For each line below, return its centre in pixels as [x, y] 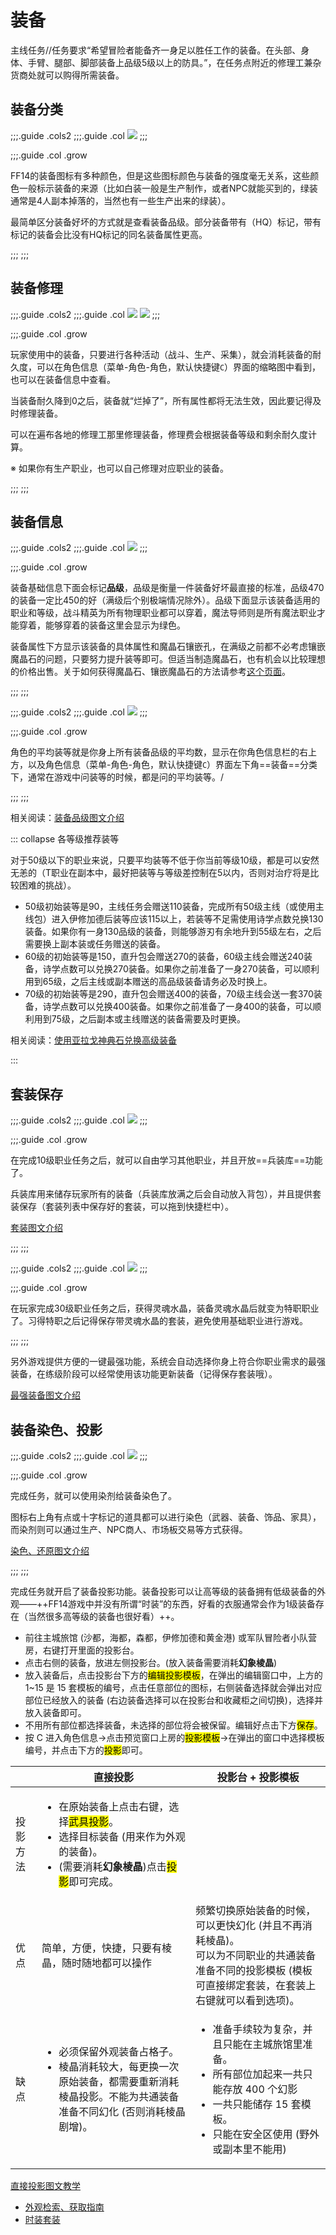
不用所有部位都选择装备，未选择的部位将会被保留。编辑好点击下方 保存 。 [173, 1725]
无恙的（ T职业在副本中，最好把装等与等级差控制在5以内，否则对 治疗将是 [160, 873]
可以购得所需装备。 [84, 75]
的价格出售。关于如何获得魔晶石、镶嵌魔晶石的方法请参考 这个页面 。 [150, 672]
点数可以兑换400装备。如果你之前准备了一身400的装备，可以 [186, 1007]
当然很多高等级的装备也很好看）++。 [103, 1616]
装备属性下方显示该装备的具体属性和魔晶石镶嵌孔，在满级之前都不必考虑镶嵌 [168, 647]
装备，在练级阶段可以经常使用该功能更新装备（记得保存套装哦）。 [144, 1374]
